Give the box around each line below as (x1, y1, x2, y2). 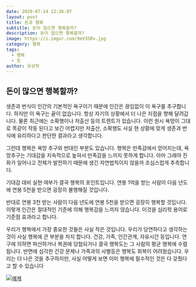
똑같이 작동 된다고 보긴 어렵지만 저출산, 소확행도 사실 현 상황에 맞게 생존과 (12, 125, 181, 132)
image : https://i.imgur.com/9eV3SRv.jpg (6, 36, 107, 42)
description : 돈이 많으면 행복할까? (6, 30, 85, 36)
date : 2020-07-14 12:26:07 (6, 8, 72, 15)
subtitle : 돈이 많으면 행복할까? (6, 25, 77, 31)
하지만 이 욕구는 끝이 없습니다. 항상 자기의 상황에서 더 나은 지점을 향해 (13, 110, 173, 117)
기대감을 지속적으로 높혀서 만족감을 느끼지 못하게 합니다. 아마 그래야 (26, 152, 182, 159)
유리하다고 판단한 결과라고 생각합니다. (16, 132, 104, 139)
